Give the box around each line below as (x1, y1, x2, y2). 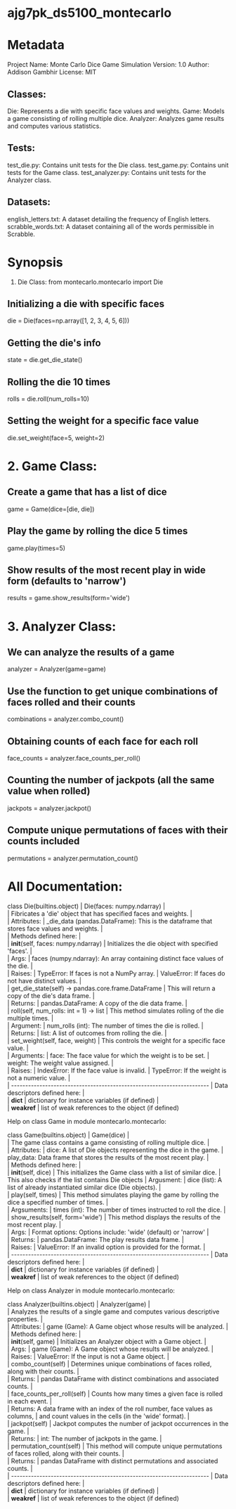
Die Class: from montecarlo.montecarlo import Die (17, 278, 164, 286)
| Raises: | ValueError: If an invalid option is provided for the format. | (7, 1243, 206, 1251)
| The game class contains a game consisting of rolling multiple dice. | (7, 1138, 209, 1146)
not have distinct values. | (7, 976, 82, 985)
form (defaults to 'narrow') (7, 575, 126, 587)
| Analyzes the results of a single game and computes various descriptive (7, 1307, 220, 1316)
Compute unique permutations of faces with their (7, 824, 228, 836)
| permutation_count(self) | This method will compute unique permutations (7, 1442, 223, 1450)
